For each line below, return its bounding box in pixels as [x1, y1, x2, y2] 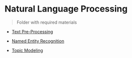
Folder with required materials [16, 19, 77, 25]
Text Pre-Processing [11, 29, 53, 34]
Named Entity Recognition [11, 38, 65, 44]
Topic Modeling [11, 47, 44, 53]
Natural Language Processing [4, 3, 128, 14]
